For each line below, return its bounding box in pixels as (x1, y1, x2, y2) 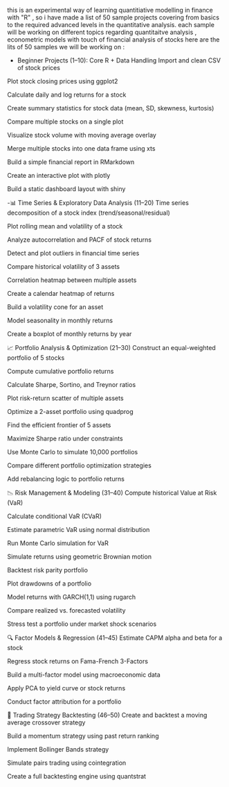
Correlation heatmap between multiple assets (7, 276, 137, 284)
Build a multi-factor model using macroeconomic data (7, 670, 161, 679)
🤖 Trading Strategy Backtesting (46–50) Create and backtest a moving (7, 711, 208, 719)
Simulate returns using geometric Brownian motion (7, 552, 152, 561)
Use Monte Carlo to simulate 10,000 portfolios (7, 448, 138, 456)
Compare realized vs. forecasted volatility (7, 606, 126, 614)
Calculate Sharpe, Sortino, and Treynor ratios (7, 381, 136, 388)
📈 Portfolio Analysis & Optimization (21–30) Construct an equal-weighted (7, 344, 216, 351)
